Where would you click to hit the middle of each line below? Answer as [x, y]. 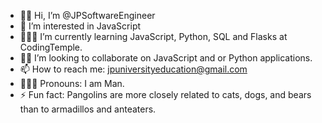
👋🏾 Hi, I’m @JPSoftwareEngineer [87, 15]
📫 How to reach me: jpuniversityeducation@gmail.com [133, 69]
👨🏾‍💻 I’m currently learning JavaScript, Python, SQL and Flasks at [153, 36]
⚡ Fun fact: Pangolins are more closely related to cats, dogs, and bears [165, 94]
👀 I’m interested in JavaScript [80, 26]
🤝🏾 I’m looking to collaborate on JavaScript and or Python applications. [166, 58]
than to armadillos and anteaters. [88, 109]
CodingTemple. [51, 47]
